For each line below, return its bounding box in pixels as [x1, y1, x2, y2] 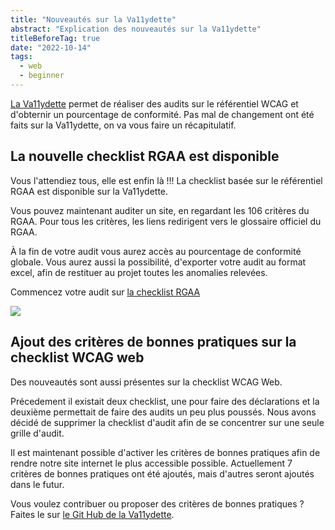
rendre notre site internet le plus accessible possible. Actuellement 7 [10, 457, 293, 469]
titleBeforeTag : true [10, 33, 101, 43]
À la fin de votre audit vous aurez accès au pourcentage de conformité [10, 245, 302, 257]
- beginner [19, 71, 65, 81]
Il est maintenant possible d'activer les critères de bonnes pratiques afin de [10, 446, 321, 458]
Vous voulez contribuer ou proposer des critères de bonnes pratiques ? [10, 497, 305, 510]
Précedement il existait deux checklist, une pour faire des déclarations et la [10, 395, 320, 407]
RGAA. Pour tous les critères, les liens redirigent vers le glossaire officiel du [10, 215, 322, 227]
